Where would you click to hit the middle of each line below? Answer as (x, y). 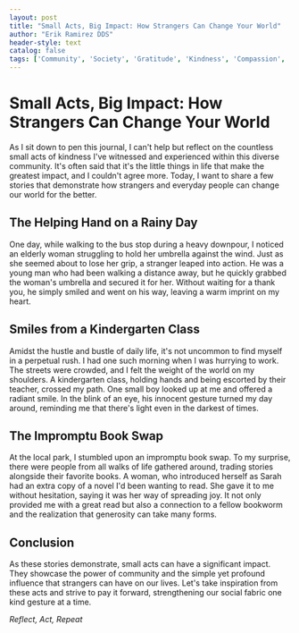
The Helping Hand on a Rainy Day (104, 223)
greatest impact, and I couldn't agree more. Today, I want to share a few (141, 175)
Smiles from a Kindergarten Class (105, 329)
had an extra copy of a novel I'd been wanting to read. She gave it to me (142, 486)
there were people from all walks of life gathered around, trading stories (141, 467)
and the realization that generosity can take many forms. (113, 514)
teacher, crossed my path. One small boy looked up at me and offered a (141, 389)
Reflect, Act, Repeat (46, 620)
